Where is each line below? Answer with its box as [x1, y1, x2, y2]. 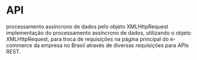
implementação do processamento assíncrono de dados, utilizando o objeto [6, 29, 191, 36]
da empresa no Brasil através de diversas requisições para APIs [33, 42, 189, 49]
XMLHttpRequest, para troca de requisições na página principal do [6, 35, 169, 42]
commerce [6, 42, 33, 49]
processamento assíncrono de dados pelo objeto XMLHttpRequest [6, 23, 169, 30]
